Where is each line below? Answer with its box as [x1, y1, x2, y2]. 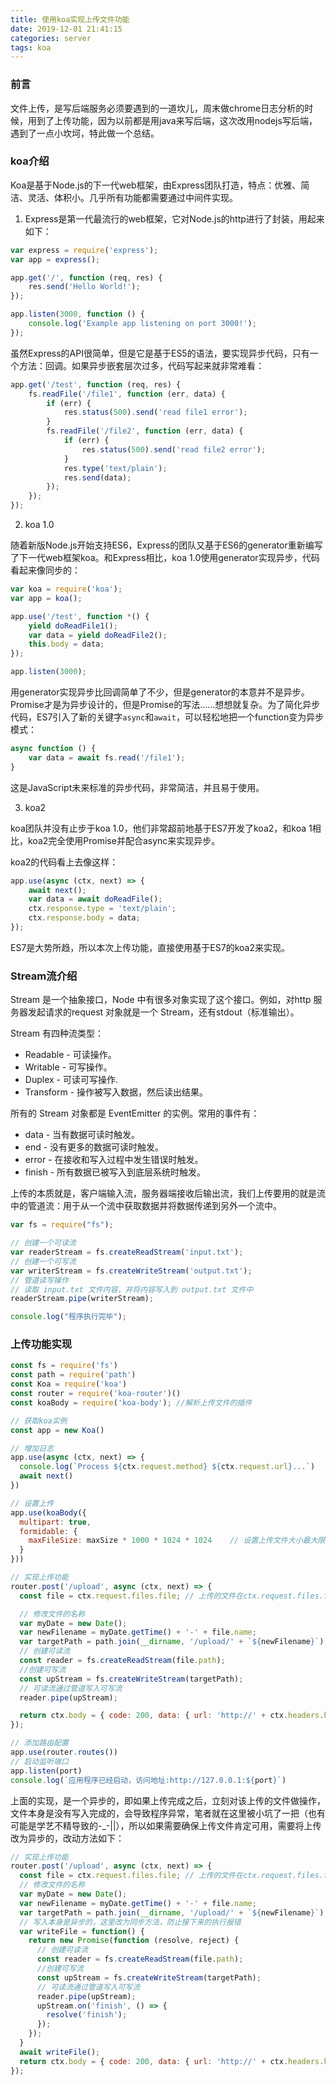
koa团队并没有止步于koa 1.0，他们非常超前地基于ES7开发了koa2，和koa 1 [10, 822, 313, 834]
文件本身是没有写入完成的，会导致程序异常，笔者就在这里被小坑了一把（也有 [10, 1807, 326, 1819]
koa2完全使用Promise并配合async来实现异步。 [27, 834, 221, 846]
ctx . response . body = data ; [28, 913, 141, 923]
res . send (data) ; [63, 472, 132, 483]
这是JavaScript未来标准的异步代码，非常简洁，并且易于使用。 [10, 781, 265, 793]
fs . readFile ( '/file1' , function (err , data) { [28, 389, 226, 399]
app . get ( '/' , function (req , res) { [10, 272, 163, 283]
